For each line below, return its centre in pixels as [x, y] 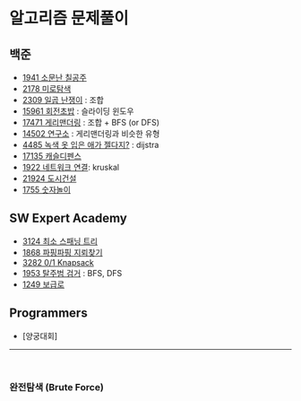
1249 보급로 [43, 284]
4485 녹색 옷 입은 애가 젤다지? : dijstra [90, 145]
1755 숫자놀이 [47, 190]
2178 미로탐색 [47, 89]
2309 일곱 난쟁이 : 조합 [63, 100]
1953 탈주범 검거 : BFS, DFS [72, 273]
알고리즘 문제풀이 [69, 18]
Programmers [48, 314]
